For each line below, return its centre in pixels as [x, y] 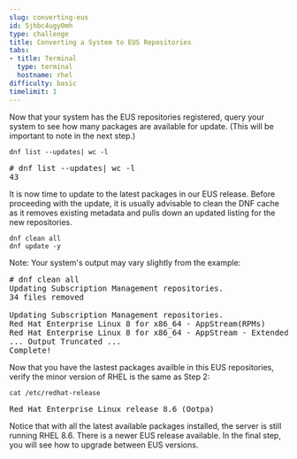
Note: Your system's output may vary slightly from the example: [125, 262]
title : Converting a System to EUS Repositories [100, 42]
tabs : [19, 51]
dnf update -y [35, 246]
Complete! [30, 350]
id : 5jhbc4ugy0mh [41, 26]
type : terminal [45, 67]
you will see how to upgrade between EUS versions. [104, 445]
